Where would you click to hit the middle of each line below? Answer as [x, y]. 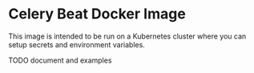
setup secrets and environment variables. [77, 44]
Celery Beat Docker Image [97, 14]
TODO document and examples [60, 60]
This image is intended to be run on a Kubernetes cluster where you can [127, 36]
